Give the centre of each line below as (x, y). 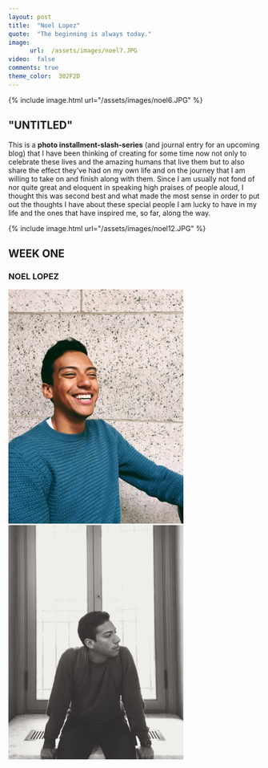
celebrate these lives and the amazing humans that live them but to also (127, 161)
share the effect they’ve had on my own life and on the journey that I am (127, 170)
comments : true (34, 68)
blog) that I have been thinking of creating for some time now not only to (128, 153)
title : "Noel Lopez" (44, 25)
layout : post (30, 17)
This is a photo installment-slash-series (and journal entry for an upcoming (134, 144)
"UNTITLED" (41, 126)
